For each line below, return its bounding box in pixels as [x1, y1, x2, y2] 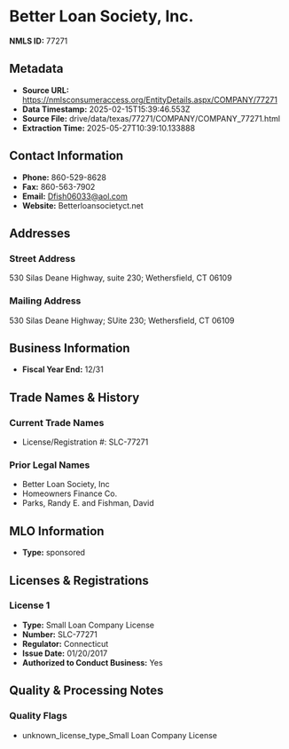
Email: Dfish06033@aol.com [21, 191, 129, 201]
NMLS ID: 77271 [9, 35, 68, 46]
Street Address [9, 252, 76, 264]
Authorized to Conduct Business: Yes [21, 657, 163, 667]
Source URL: [21, 84, 69, 95]
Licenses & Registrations [9, 572, 149, 587]
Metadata [9, 61, 64, 76]
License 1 [9, 599, 51, 611]
